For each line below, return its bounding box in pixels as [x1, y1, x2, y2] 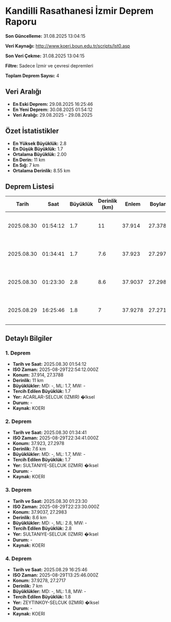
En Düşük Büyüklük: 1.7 [12, 146, 64, 152]
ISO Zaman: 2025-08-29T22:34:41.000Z [12, 435, 99, 441]
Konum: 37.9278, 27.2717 [12, 577, 66, 583]
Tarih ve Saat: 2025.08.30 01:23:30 [12, 498, 88, 504]
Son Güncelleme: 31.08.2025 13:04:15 [5, 33, 85, 39]
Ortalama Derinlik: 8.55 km [12, 167, 70, 173]
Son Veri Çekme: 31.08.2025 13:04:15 [5, 53, 85, 59]
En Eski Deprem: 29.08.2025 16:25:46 [12, 101, 93, 107]
